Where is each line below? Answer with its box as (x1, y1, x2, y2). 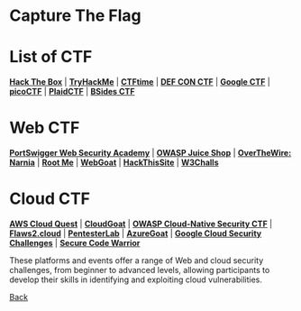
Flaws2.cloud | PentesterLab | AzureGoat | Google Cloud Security (9, 228, 262, 239)
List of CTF (9, 47, 93, 68)
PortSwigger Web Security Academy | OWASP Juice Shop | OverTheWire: (9, 148, 292, 159)
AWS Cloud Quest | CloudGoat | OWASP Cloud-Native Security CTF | (9, 218, 273, 229)
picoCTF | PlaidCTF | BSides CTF (9, 87, 135, 97)
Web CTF (9, 118, 80, 138)
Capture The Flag (9, 5, 141, 26)
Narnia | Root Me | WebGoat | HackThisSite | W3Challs (9, 157, 219, 168)
